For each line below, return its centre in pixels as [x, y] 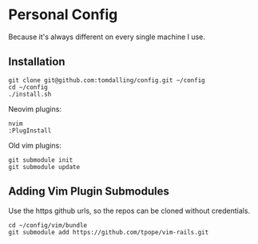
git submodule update [44, 167]
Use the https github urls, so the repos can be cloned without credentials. [129, 211]
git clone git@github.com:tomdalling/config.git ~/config [107, 80]
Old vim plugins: [35, 145]
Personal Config [63, 15]
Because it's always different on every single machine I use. [107, 37]
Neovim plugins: [35, 108]
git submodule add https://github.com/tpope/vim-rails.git [109, 232]
